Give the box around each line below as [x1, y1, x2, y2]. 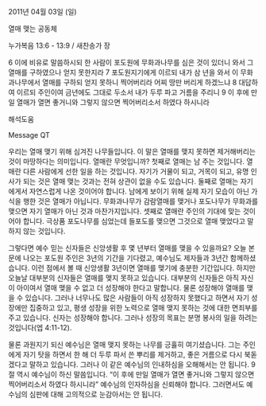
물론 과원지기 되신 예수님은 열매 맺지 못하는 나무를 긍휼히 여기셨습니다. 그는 [8, 340, 241, 349]
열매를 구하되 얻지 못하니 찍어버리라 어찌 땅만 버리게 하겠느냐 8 [42, 78, 237, 87]
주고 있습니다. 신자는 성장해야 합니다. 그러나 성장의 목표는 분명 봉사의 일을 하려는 [8, 313, 258, 322]
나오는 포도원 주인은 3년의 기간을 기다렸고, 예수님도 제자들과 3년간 [22, 253, 229, 263]
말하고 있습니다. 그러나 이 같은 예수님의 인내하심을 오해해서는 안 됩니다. [29, 360, 250, 369]
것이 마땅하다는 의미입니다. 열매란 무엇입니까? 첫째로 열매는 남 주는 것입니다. [8, 157, 245, 166]
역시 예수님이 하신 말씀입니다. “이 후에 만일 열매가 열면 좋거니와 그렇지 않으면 [16, 369, 255, 379]
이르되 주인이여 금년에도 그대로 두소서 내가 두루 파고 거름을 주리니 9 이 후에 [16, 88, 249, 97]
